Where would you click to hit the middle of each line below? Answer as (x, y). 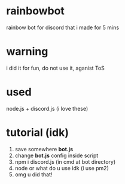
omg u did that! (33, 174)
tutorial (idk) (38, 133)
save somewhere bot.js (44, 149)
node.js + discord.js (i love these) (47, 108)
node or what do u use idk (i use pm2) (62, 168)
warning (27, 52)
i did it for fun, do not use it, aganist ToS (55, 68)
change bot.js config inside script (57, 155)
